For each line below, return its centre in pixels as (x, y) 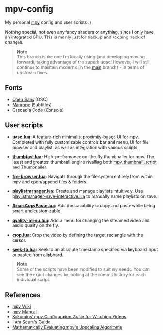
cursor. (19, 240)
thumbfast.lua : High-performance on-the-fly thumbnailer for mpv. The (83, 156)
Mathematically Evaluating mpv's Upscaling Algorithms (67, 327)
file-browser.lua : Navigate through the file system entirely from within (82, 176)
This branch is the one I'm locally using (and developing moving (81, 56)
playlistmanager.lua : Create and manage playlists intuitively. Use (77, 191)
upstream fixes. (33, 72)
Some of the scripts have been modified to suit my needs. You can (83, 269)
